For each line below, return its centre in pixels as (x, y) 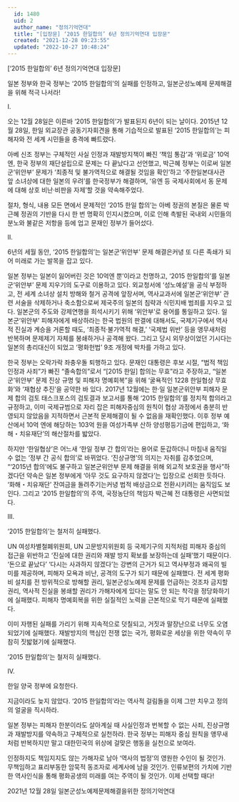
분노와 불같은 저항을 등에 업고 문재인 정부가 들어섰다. (81, 223)
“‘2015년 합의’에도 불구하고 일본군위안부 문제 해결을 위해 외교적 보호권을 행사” (116, 467)
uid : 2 (24, 21)
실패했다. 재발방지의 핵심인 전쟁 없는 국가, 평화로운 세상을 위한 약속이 (128, 633)
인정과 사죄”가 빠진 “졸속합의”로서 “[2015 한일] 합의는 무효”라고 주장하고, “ (111, 371)
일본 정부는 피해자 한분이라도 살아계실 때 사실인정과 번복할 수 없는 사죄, (106, 725)
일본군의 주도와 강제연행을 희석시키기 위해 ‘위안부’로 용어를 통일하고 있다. (118, 312)
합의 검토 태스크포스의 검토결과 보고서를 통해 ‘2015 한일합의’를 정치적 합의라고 (123, 398)
